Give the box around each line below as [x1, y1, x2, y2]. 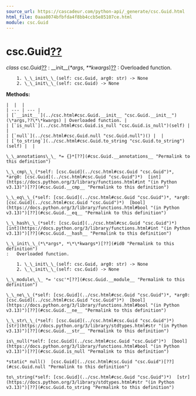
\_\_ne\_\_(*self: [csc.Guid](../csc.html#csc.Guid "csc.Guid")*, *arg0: [6, 292, 191, 298]
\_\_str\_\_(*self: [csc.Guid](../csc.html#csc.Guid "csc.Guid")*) [6, 318, 175, 324]
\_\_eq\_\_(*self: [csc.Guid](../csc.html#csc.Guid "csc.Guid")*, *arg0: [6, 195, 191, 201]
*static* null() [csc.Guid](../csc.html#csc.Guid [6, 359, 133, 365]
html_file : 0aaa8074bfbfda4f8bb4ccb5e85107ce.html [6, 14, 133, 20]
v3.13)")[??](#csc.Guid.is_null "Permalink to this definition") [6, 348, 169, 355]
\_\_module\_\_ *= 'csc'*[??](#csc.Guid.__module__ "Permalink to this [6, 277, 185, 283]
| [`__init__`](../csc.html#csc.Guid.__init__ [6, 113, 122, 119]
